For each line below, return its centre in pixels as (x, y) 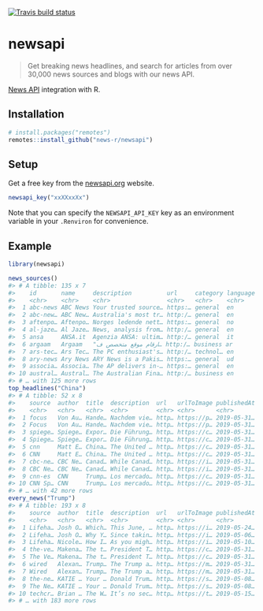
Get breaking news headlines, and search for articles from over (130, 65)
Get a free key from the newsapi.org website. (81, 183)
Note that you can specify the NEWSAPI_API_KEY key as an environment (121, 213)
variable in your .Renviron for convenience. (78, 222)
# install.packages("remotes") (59, 132)
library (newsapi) (37, 264)
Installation (36, 114)
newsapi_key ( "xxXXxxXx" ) (49, 198)
